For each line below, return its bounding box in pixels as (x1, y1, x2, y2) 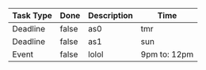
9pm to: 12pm (140, 49, 194, 60)
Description (88, 10, 133, 20)
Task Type (12, 10, 53, 20)
